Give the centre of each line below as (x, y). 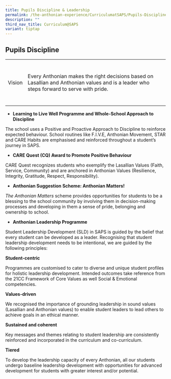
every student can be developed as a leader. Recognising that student (79, 237)
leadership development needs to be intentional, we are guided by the (79, 243)
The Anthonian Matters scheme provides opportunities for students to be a (84, 196)
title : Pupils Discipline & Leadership (48, 10)
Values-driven (21, 294)
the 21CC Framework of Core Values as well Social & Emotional (71, 278)
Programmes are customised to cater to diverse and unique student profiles (84, 268)
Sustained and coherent (31, 324)
